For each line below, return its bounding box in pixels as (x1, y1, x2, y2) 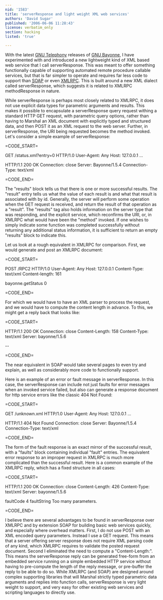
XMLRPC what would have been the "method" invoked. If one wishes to (5, 217, 149, 223)
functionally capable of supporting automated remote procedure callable (5, 67, 151, 73)
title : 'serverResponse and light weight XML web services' (5, 12, 130, 17)
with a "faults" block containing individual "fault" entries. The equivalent (5, 449, 150, 455)
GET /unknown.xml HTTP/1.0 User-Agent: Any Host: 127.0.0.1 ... (5, 410, 131, 416)
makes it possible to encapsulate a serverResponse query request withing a (5, 107, 157, 113)
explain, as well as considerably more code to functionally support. (5, 367, 140, 372)
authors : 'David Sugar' (5, 16, 54, 21)
